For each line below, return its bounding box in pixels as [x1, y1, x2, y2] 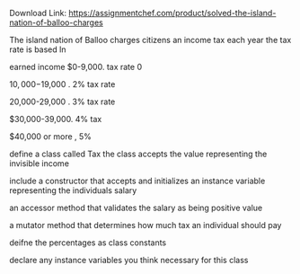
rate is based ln [9, 44, 66, 55]
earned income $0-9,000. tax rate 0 [9, 62, 142, 72]
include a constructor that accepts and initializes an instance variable [9, 175, 266, 186]
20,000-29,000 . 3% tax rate [9, 96, 116, 107]
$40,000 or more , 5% [9, 131, 93, 142]
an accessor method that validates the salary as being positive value [9, 202, 263, 213]
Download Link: [9, 8, 67, 18]
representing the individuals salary [9, 185, 137, 196]
